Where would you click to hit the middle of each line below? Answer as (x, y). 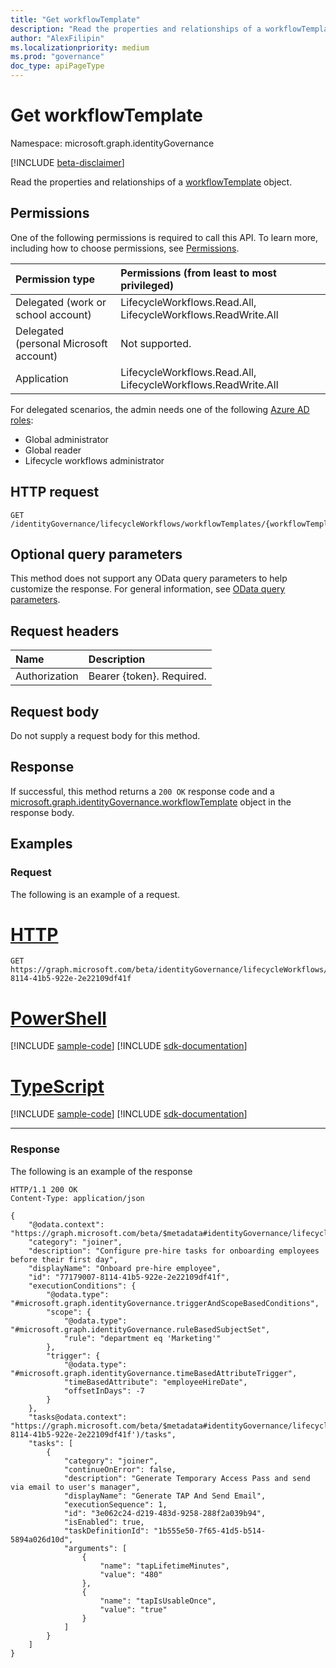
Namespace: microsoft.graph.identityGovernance (112, 143)
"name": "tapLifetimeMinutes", (164, 1566)
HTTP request (55, 492)
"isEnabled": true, (104, 1522)
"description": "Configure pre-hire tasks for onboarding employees (174, 1251)
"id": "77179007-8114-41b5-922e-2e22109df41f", (129, 1277)
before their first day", (64, 1259)
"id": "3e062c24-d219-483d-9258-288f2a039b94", (165, 1513)
